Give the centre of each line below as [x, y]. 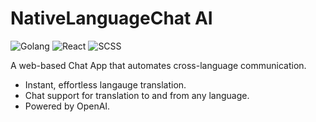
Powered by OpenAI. [67, 106]
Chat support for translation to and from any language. [137, 95]
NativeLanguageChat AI [111, 18]
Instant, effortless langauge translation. [105, 84]
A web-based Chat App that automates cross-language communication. [158, 65]
